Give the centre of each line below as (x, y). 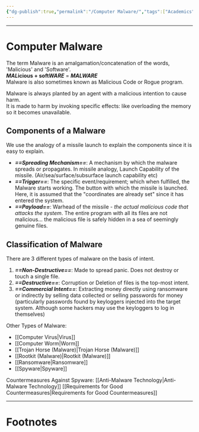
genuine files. (31, 226)
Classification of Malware (54, 244)
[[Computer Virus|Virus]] (45, 337)
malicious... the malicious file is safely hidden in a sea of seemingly (97, 219)
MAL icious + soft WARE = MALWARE (52, 75)
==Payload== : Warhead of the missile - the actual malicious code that (101, 207)
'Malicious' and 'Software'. (38, 69)
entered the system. (39, 201)
